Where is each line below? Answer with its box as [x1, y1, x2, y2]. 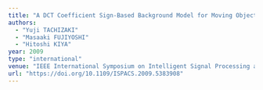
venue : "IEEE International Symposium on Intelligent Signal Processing [8, 63, 250, 70]
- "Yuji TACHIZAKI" [15, 26, 79, 34]
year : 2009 [8, 48, 44, 56]
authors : [8, 19, 37, 27]
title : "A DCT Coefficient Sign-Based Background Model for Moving [8, 11, 233, 20]
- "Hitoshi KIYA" [15, 41, 72, 49]
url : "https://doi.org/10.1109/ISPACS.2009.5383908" [8, 70, 184, 77]
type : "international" [8, 56, 82, 63]
